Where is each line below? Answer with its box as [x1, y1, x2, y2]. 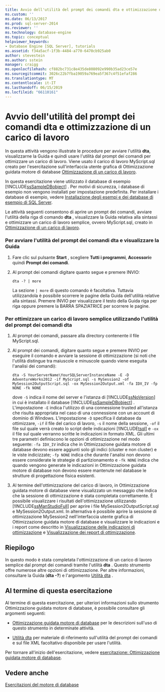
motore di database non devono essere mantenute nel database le [12, 467, 146, 473]
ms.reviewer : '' [5, 26, 38, 31]
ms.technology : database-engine [5, 30, 71, 35]
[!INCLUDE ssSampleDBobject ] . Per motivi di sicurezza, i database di [5, 184, 145, 190]
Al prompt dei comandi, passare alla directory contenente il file [12, 332, 139, 338]
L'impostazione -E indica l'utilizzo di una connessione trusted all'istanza [12, 404, 158, 410]
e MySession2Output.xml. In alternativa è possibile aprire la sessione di [12, 508, 157, 514]
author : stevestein [5, 53, 45, 58]
